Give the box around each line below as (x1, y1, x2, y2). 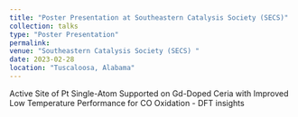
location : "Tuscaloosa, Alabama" (9, 64, 135, 73)
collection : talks (9, 22, 79, 31)
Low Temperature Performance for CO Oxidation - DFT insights (9, 97, 246, 108)
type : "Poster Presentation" (9, 30, 119, 39)
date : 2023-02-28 (9, 55, 75, 64)
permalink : (9, 38, 51, 48)
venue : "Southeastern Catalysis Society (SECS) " (9, 47, 200, 56)
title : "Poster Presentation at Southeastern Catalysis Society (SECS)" (9, 13, 289, 22)
